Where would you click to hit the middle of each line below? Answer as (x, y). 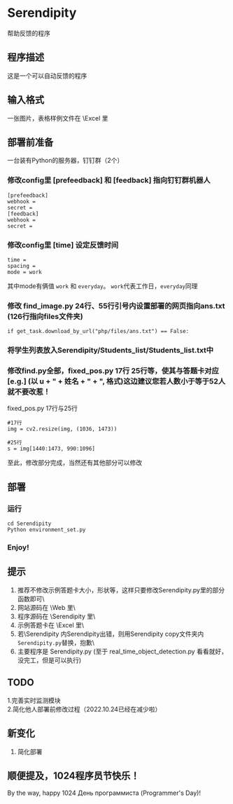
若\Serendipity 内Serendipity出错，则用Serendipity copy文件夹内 (111, 634)
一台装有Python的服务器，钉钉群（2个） (65, 161)
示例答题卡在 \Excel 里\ (51, 625)
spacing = (22, 266)
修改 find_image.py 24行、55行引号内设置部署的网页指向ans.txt (116, 306)
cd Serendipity (29, 524)
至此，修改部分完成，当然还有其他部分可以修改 (75, 463)
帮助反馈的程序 (29, 33)
